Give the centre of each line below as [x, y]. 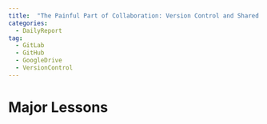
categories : [28, 23]
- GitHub [30, 53]
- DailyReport [39, 30]
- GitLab [30, 46]
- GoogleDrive [39, 61]
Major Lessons [58, 107]
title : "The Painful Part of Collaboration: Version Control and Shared [134, 16]
